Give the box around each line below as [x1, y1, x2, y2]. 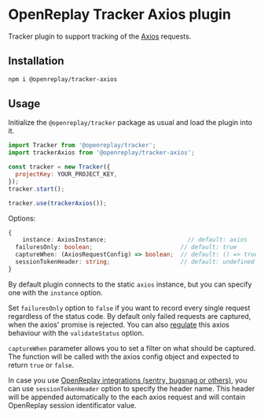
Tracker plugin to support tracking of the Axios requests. [8, 31, 192, 41]
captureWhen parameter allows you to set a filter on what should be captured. [8, 343, 256, 353]
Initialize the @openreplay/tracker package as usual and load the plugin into [8, 118, 253, 128]
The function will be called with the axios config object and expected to [8, 352, 240, 361]
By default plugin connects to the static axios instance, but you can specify [8, 279, 252, 289]
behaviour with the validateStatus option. [8, 328, 145, 338]
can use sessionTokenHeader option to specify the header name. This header [8, 383, 255, 393]
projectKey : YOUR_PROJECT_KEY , [15, 171, 118, 179]
